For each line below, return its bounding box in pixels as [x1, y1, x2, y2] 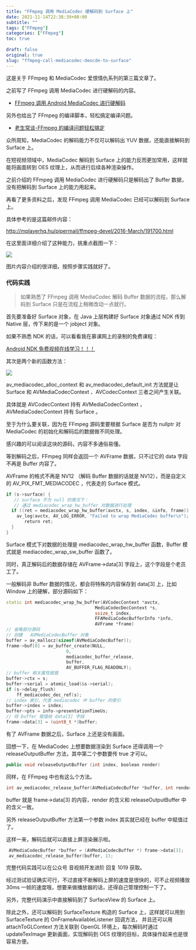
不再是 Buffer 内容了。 [6, 460, 60, 467]
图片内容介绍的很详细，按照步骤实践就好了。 [6, 263, 114, 270]
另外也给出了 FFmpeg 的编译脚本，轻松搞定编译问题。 [6, 112, 136, 119]
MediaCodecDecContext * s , [94, 605, 158, 611]
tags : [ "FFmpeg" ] [6, 25, 48, 31]
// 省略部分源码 [6, 627, 40, 633]
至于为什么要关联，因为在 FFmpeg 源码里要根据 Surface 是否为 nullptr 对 [6, 420, 181, 427]
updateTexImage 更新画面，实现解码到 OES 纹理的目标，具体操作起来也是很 [6, 931, 188, 938]
